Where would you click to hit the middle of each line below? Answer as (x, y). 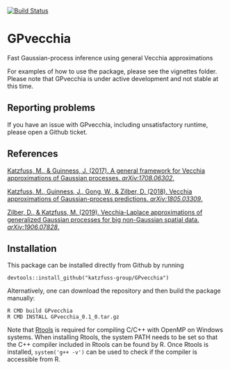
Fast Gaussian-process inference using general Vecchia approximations (110, 58)
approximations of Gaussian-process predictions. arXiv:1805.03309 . (105, 198)
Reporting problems (51, 108)
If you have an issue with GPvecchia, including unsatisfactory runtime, (108, 124)
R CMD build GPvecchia (40, 311)
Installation (32, 249)
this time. (20, 86)
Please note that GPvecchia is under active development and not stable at (113, 78)
